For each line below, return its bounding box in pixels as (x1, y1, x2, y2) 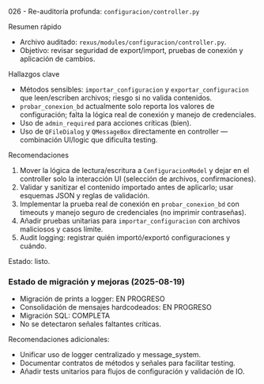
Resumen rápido (8, 22, 62, 31)
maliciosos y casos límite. (19, 224, 104, 234)
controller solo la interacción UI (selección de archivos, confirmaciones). (19, 174, 257, 183)
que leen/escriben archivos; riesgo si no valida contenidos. (19, 93, 212, 102)
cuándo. (19, 241, 47, 250)
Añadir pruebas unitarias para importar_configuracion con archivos (19, 216, 241, 225)
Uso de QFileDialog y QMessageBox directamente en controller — (19, 126, 228, 136)
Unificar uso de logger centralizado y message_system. (19, 350, 202, 360)
